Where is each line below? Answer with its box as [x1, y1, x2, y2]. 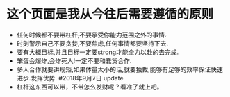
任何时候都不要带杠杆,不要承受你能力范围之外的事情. [16, 30, 167, 39]
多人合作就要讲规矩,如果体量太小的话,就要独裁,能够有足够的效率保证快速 [16, 65, 223, 73]
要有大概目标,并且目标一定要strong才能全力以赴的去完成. [16, 48, 179, 56]
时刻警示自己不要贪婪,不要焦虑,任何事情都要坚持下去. [16, 39, 168, 47]
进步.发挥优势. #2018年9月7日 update [16, 73, 124, 82]
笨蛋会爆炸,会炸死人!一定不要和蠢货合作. [16, 56, 132, 64]
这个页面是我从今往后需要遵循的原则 [6, 6, 214, 22]
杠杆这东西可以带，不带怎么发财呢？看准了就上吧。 [16, 82, 163, 91]
